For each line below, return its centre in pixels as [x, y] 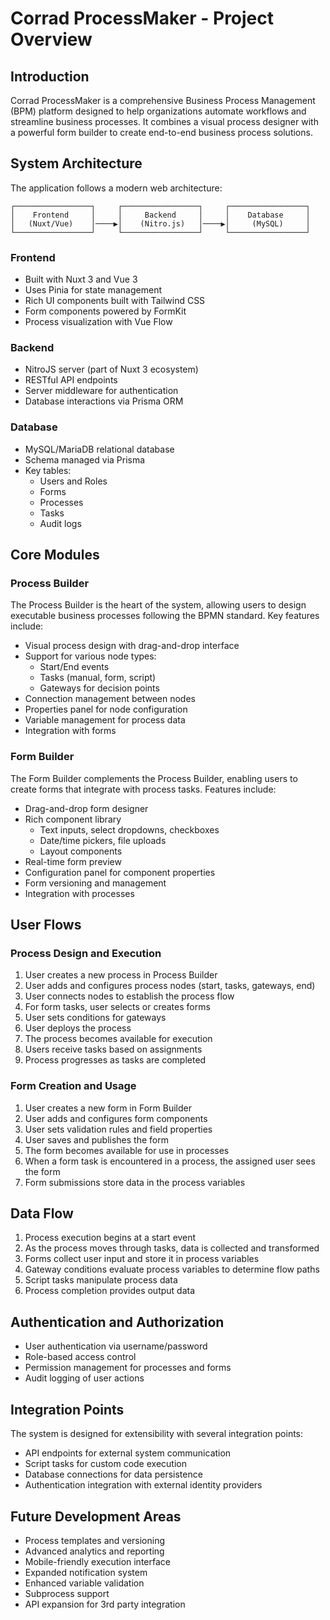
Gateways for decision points [99, 688]
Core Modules [55, 555]
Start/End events [74, 667]
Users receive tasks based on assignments [113, 1049]
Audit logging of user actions [84, 1378]
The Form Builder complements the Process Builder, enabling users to [154, 778]
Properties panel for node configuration [106, 709]
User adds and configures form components [116, 1118]
